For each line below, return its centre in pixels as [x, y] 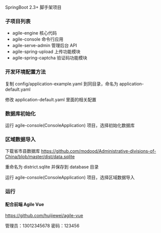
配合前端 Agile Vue [25, 204]
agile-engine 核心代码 [34, 33]
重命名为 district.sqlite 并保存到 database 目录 [52, 167]
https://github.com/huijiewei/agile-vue [44, 216]
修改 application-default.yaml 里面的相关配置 [51, 99]
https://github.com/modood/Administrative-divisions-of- [99, 151]
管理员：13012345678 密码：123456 [42, 226]
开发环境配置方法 [26, 72]
